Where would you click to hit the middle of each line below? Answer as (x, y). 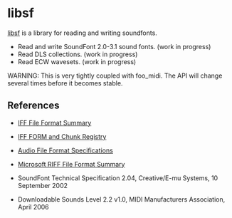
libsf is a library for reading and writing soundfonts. (83, 33)
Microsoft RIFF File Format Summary (71, 164)
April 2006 (33, 207)
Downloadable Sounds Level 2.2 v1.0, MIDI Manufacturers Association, (121, 199)
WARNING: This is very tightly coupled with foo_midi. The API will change (115, 76)
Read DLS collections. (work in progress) (78, 54)
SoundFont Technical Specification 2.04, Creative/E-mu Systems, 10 (118, 178)
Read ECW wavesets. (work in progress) (77, 61)
